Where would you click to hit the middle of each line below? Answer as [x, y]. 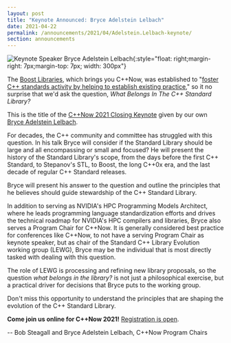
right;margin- [192, 59]
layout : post [26, 13]
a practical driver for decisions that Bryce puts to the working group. [104, 285]
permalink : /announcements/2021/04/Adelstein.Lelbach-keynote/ [100, 33]
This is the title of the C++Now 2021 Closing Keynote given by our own [107, 115]
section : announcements [41, 39]
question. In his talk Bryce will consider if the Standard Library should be [110, 143]
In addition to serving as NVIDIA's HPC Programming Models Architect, [108, 206]
